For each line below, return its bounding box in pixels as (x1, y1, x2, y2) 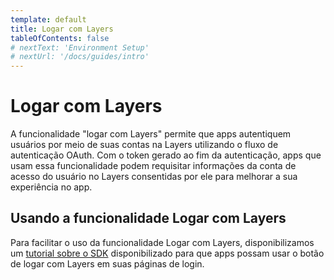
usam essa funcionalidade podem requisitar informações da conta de (10, 160, 297, 172)
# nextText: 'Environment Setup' (10, 42, 150, 53)
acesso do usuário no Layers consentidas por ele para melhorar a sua (10, 171, 298, 183)
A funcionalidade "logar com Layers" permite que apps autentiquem (10, 128, 292, 140)
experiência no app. (10, 181, 93, 193)
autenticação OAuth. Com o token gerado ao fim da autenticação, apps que (10, 149, 322, 161)
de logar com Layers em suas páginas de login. (10, 257, 205, 270)
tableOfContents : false (10, 33, 110, 43)
